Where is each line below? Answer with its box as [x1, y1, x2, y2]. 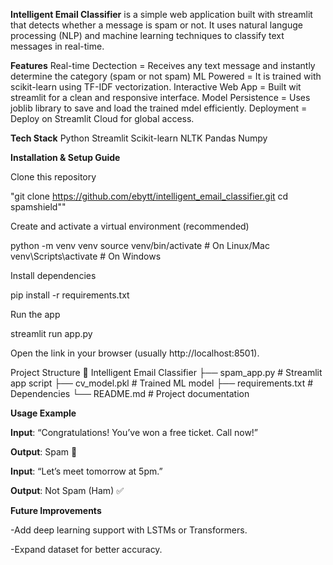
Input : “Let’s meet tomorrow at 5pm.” [10, 465, 163, 477]
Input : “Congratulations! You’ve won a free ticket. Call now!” [10, 427, 259, 438]
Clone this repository [10, 171, 97, 183]
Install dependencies [10, 270, 97, 281]
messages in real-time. [10, 40, 105, 52]
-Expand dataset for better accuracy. [10, 544, 163, 555]
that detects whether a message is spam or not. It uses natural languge [10, 19, 303, 31]
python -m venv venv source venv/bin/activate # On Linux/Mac [10, 240, 270, 251]
